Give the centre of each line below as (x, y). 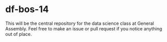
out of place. (19, 34)
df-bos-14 (27, 9)
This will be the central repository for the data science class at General (80, 23)
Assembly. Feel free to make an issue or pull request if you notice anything (84, 28)
